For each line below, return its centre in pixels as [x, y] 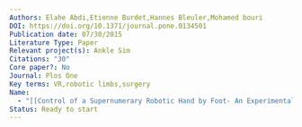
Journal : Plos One [44, 76]
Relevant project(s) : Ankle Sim [70, 51]
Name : [19, 92]
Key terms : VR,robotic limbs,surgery [80, 84]
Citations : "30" [40, 59]
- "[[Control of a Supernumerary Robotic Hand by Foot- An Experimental [156, 101]
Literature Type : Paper [54, 42]
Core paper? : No [40, 68]
